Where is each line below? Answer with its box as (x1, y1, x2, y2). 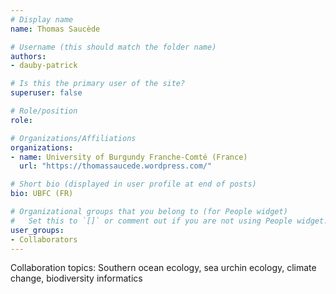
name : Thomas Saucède (10, 24, 101, 34)
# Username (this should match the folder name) (10, 42, 217, 52)
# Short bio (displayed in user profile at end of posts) (10, 179, 257, 190)
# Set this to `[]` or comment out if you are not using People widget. (10, 216, 329, 226)
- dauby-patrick (10, 61, 78, 71)
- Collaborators (10, 234, 78, 245)
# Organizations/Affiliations (10, 133, 137, 143)
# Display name (10, 14, 74, 25)
